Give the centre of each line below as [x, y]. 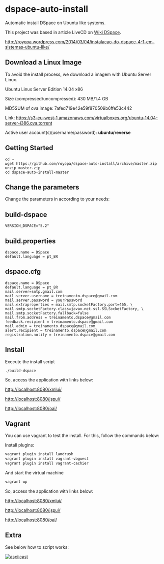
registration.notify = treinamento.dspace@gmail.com [60, 335]
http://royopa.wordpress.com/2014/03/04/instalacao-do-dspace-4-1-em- [80, 42]
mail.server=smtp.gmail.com [34, 291]
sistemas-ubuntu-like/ [27, 47]
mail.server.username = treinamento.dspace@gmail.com [61, 296]
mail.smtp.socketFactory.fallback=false [47, 313]
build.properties [30, 241]
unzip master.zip [23, 168]
